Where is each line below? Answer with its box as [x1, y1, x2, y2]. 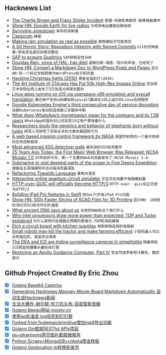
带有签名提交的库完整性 [17, 50, 59, 55]
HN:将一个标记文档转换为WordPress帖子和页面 [11, 71, 95, 76]
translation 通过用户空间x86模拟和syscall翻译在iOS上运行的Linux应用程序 [11, 96, 149, 102]
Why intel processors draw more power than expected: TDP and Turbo [11, 212, 157, 218]
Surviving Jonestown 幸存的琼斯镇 [11, 27, 79, 34]
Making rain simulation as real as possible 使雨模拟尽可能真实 [11, 38, 132, 44]
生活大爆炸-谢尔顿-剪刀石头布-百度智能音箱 [11, 300, 101, 307]
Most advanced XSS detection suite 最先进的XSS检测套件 [11, 143, 122, 149]
